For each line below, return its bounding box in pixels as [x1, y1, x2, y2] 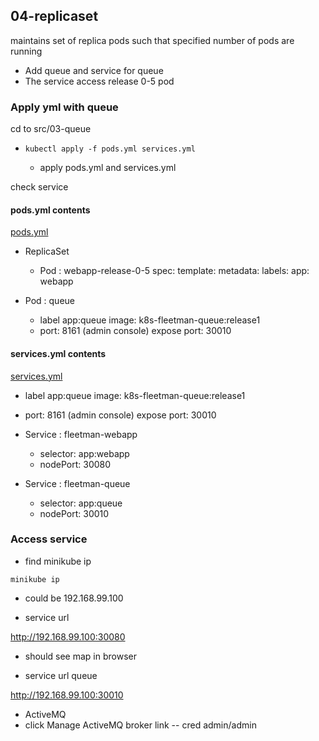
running [10, 45, 43, 57]
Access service [10, 532, 88, 546]
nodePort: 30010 [39, 507, 110, 519]
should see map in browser [24, 650, 137, 662]
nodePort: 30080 [39, 458, 112, 470]
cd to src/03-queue [10, 123, 92, 135]
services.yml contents [10, 347, 107, 359]
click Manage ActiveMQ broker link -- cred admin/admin [24, 719, 257, 731]
